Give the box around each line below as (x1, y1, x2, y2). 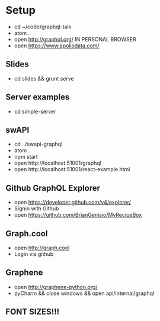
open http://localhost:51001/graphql (14, 159, 102, 166)
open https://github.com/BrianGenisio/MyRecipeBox (14, 211, 142, 219)
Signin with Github (14, 205, 59, 212)
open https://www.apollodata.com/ (14, 42, 100, 49)
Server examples (5, 92, 70, 102)
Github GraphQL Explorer (5, 183, 101, 193)
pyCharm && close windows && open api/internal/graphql (14, 290, 155, 297)
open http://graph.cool (14, 244, 70, 251)
